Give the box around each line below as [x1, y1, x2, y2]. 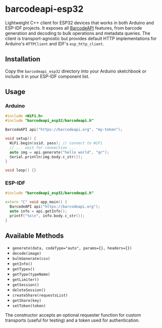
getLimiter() [12, 277, 40, 282]
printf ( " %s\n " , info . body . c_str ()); [9, 213, 85, 218]
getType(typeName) [12, 272, 50, 277]
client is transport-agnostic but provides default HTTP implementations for [5, 36, 157, 41]
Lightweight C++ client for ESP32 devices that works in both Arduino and [5, 20, 154, 26]
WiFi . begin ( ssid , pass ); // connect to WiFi [9, 141, 103, 146]
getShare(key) [12, 298, 41, 303]
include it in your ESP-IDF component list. [5, 73, 90, 79]
